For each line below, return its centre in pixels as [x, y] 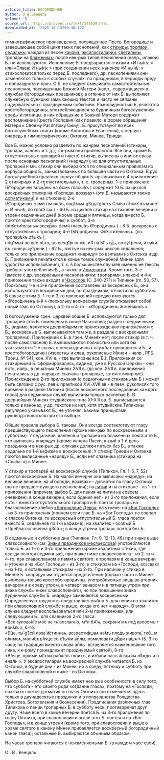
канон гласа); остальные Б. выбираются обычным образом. [68, 733]
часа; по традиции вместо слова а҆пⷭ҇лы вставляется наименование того [80, 645]
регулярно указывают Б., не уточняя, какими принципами [66, 410]
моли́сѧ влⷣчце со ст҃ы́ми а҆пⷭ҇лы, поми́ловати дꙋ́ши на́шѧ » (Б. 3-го [91, 639]
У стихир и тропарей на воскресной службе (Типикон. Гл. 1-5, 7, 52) [76, 471]
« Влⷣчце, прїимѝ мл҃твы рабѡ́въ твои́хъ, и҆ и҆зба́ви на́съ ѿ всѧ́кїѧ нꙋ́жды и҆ [80, 656]
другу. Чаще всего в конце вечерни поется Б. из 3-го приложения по [78, 712]
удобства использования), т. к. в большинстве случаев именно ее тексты [82, 265]
